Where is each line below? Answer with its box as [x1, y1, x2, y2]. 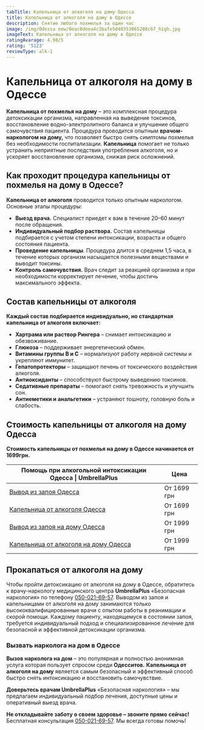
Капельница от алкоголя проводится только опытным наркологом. [6, 196, 183, 204]
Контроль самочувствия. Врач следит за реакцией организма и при [15, 266, 195, 274]
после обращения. [15, 221, 64, 228]
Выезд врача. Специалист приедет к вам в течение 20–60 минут [15, 214, 185, 222]
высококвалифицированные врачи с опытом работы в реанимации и [6, 606, 186, 614]
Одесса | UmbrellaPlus [49, 473, 118, 482]
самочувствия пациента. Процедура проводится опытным [6, 127, 159, 134]
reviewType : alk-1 [6, 49, 53, 55]
